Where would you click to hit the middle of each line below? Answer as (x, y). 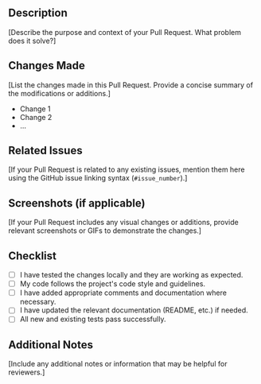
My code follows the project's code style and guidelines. (112, 284)
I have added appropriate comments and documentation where (123, 293)
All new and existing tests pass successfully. (93, 319)
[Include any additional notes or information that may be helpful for (118, 364)
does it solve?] (32, 41)
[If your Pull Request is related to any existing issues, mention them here (127, 169)
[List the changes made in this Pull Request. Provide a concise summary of (130, 85)
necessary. (38, 302)
